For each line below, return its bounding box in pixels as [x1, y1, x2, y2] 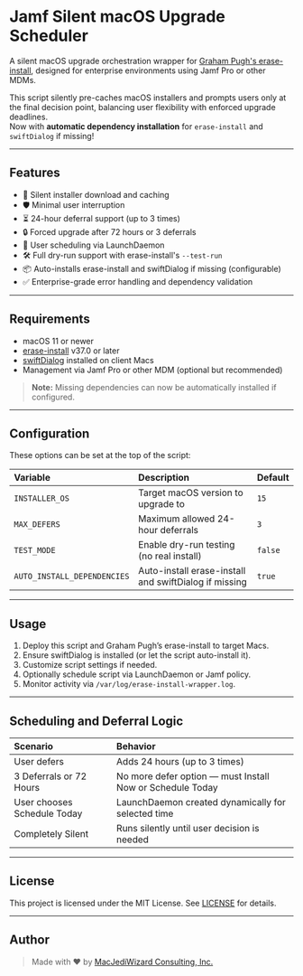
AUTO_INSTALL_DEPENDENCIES [14, 571, 130, 582]
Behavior [115, 740, 156, 752]
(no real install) [138, 549, 202, 562]
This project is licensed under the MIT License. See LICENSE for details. [9, 897, 277, 908]
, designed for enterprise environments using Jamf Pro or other [31, 65, 266, 76]
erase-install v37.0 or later [22, 345, 120, 356]
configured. [31, 391, 75, 402]
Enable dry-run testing [138, 539, 235, 551]
